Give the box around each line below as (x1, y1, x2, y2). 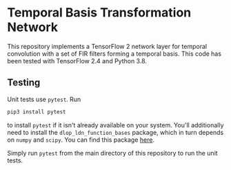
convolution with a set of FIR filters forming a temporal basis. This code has (7, 50, 222, 58)
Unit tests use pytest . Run (7, 95, 81, 103)
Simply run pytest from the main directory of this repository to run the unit (7, 149, 219, 157)
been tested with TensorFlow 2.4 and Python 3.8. (7, 56, 147, 65)
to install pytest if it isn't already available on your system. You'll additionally (7, 120, 224, 129)
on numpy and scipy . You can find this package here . (7, 136, 155, 144)
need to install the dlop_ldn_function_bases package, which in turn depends (7, 128, 224, 136)
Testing (7, 77, 41, 89)
